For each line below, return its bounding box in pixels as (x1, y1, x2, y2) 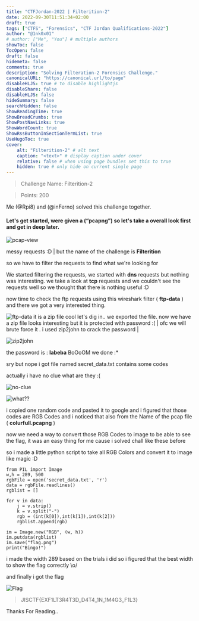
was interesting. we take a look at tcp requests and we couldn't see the (6, 278, 181, 285)
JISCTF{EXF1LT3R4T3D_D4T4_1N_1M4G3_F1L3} (20, 597, 138, 604)
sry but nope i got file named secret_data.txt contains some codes (6, 361, 168, 368)
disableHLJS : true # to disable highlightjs (6, 81, 118, 87)
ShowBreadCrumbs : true (6, 114, 62, 120)
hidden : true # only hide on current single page (17, 164, 143, 170)
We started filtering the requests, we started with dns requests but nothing (6, 271, 189, 278)
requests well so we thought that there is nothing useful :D (6, 284, 149, 291)
